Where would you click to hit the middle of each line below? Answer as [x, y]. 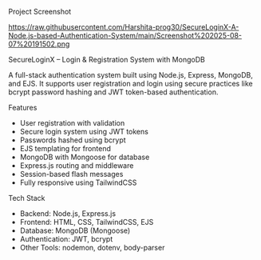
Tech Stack [27, 198]
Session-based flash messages [71, 174]
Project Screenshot [40, 12]
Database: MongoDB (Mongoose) [75, 230]
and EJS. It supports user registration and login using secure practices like [130, 84]
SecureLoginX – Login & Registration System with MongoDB [107, 60]
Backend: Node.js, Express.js [68, 214]
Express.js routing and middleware [77, 166]
